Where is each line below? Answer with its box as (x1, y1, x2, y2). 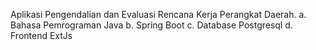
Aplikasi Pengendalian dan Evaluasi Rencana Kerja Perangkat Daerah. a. (10, 9, 307, 20)
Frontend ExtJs (10, 30, 73, 41)
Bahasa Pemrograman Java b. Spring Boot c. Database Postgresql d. (10, 19, 293, 31)
